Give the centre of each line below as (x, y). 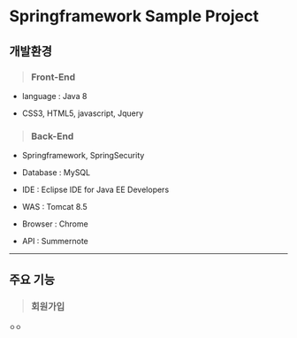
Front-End (53, 77)
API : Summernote (55, 242)
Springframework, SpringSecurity (83, 156)
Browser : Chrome (55, 224)
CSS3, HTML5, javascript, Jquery (83, 113)
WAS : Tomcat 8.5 (54, 207)
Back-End (52, 136)
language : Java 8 (54, 96)
